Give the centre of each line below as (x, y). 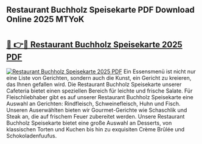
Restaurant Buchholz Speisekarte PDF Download (100, 10)
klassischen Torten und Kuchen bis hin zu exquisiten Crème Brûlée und (96, 129)
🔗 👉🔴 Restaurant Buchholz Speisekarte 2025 (94, 44)
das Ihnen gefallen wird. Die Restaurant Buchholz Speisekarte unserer (94, 84)
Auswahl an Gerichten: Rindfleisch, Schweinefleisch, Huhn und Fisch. (93, 103)
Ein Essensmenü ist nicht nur (160, 71)
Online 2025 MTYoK (45, 20)
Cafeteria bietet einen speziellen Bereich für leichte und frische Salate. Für (99, 91)
